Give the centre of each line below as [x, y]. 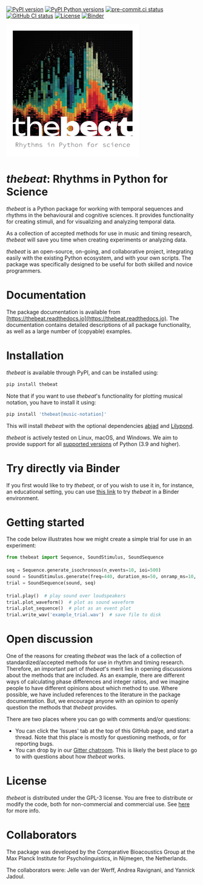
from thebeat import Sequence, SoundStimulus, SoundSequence [85, 558]
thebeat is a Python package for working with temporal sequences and [95, 208]
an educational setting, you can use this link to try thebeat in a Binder [93, 492]
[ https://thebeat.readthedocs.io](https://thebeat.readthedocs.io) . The [93, 318]
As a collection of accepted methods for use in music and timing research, [99, 233]
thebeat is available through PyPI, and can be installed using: [82, 372]
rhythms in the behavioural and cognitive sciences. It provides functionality [100, 215]
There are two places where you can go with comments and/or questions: [98, 719]
